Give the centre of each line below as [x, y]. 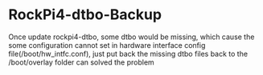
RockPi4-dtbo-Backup [85, 15]
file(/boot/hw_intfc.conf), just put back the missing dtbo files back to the [128, 53]
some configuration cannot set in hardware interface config [107, 45]
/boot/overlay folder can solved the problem [81, 62]
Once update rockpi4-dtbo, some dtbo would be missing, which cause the [131, 37]
